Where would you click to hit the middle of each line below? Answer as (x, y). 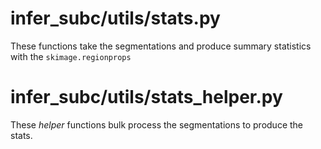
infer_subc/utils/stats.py (115, 18)
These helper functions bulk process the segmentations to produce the (157, 124)
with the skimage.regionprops (71, 56)
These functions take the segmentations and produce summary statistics (161, 46)
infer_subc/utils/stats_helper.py (146, 97)
